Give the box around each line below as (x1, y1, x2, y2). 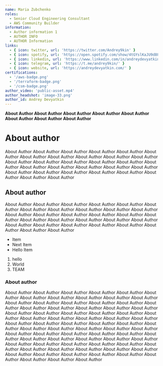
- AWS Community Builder (9, 20, 60, 26)
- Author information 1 (9, 30, 57, 34)
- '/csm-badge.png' (9, 83, 49, 89)
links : (5, 43, 18, 48)
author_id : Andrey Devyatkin (5, 97, 64, 102)
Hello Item (12, 247, 33, 253)
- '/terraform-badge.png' (9, 79, 62, 84)
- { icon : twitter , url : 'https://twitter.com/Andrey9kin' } (9, 48, 136, 52)
